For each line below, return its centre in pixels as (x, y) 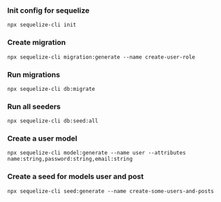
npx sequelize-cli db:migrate (51, 89)
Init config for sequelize (48, 10)
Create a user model (42, 138)
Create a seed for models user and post (76, 177)
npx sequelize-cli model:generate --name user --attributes (97, 153)
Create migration (37, 43)
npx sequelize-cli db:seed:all (53, 121)
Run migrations (34, 74)
